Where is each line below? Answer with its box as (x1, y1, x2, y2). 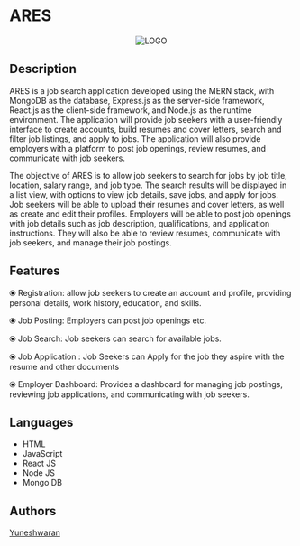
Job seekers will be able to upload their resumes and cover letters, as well (9, 199, 285, 209)
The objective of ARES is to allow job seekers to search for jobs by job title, (9, 170, 288, 180)
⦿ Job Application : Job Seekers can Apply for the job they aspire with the (9, 351, 285, 362)
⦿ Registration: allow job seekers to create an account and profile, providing (9, 287, 292, 298)
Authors (9, 503, 57, 519)
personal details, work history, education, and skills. (9, 297, 202, 308)
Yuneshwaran (9, 527, 61, 538)
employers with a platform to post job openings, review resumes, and (9, 143, 267, 153)
